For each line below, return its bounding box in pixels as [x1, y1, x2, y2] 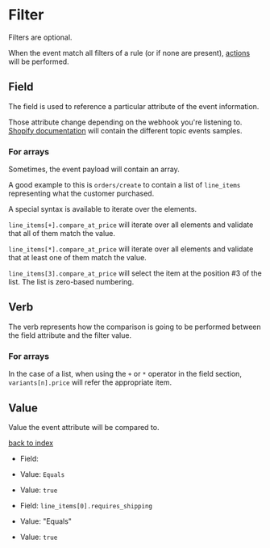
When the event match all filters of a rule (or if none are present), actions [8, 48, 251, 57]
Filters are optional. [8, 32, 73, 42]
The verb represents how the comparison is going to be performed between [8, 322, 261, 331]
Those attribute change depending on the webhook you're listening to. [8, 117, 243, 127]
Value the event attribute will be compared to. [8, 422, 160, 432]
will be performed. [8, 57, 70, 66]
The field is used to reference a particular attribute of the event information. [8, 101, 260, 111]
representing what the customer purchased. [8, 188, 155, 199]
